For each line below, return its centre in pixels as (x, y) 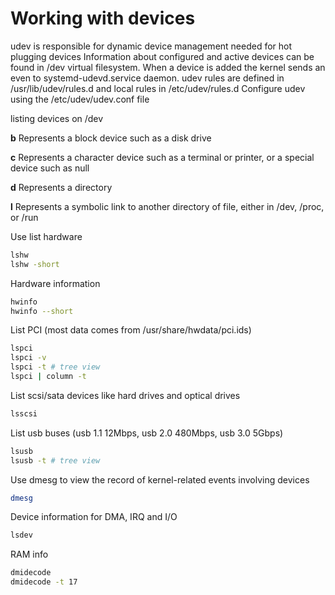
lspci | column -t (48, 377)
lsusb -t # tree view (55, 460)
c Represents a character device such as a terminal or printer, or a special (162, 157)
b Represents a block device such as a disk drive (111, 138)
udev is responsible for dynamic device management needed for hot (151, 46)
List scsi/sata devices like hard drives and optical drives (125, 395)
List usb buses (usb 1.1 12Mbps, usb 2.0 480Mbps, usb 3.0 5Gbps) (147, 433)
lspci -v (28, 358)
